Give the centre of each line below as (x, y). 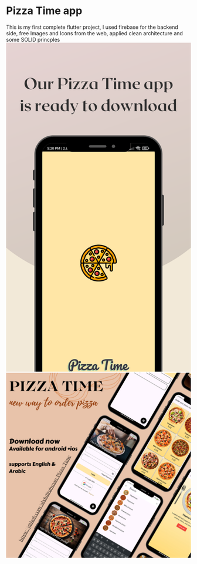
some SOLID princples (33, 39)
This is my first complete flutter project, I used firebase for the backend (92, 27)
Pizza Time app (44, 11)
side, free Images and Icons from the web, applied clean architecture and (95, 33)
